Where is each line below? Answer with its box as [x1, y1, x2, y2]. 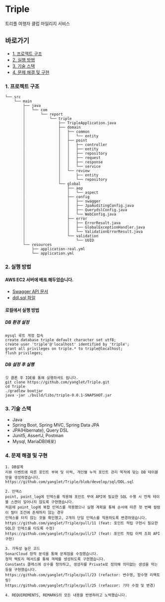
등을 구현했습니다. [5, 567, 37, 572]
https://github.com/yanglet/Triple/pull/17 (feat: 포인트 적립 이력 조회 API [5, 531, 160, 536]
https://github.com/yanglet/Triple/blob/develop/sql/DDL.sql [5, 479, 134, 485]
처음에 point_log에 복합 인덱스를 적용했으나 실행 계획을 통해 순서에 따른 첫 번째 [5, 505, 152, 510]
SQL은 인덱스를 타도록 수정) [5, 526, 55, 531]
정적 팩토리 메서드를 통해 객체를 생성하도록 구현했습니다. [5, 557, 106, 562]
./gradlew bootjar [5, 388, 43, 393]
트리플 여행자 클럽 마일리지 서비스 [5, 20, 70, 26]
